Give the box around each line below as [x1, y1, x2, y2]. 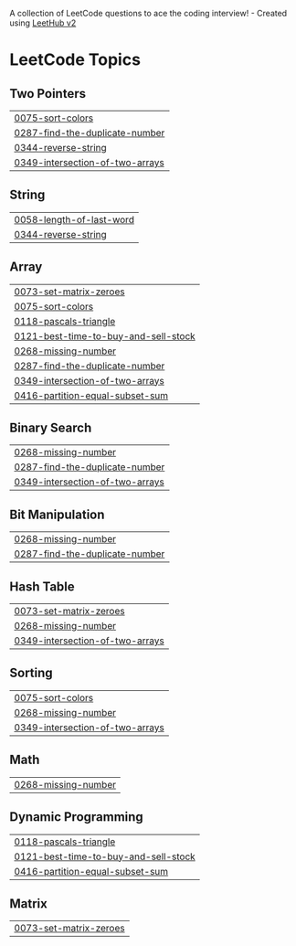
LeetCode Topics [9, 49, 142, 70]
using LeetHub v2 [9, 17, 77, 28]
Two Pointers [9, 86, 87, 101]
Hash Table [9, 579, 75, 594]
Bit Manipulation [9, 506, 105, 522]
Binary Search [9, 420, 92, 436]
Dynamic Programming [9, 809, 143, 825]
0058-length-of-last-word [14, 213, 135, 226]
